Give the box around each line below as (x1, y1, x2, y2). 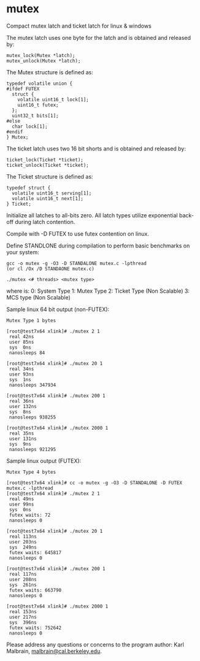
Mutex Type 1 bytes (6, 317, 56, 323)
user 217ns (9, 614, 37, 620)
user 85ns (9, 339, 34, 345)
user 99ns (9, 501, 34, 508)
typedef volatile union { (6, 80, 72, 87)
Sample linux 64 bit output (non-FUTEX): (6, 306, 110, 313)
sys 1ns (9, 376, 32, 382)
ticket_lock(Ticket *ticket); (6, 157, 84, 163)
